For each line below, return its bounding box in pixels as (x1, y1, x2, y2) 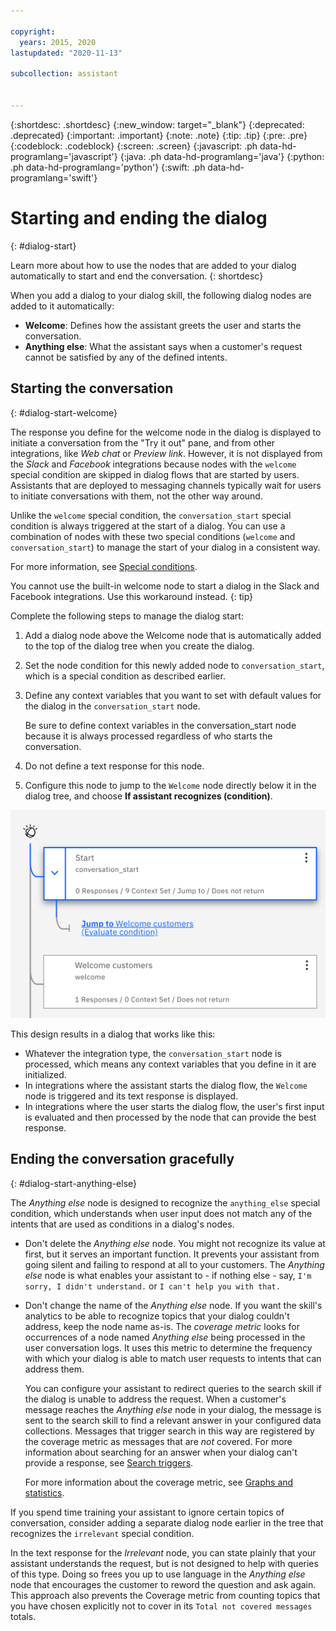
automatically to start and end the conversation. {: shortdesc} (10, 270, 264, 282)
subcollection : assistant (10, 69, 118, 79)
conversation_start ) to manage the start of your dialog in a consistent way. (10, 541, 321, 553)
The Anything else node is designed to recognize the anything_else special (10, 1196, 321, 1209)
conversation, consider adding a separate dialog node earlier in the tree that (10, 1516, 324, 1529)
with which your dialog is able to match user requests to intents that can (24, 1352, 322, 1364)
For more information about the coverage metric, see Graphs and (24, 1476, 294, 1488)
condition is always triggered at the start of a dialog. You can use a (10, 520, 286, 532)
